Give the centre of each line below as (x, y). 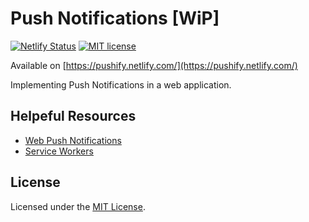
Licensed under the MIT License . (78, 206)
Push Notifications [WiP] (115, 18)
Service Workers (59, 151)
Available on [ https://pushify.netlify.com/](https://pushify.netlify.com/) (154, 65)
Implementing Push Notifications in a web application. (121, 84)
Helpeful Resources (73, 116)
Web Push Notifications (73, 140)
